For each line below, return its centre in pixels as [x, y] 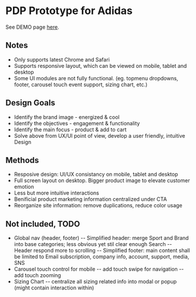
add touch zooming [37, 275]
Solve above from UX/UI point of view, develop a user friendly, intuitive [99, 135]
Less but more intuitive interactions [56, 193]
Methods [22, 160]
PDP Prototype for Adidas [69, 11]
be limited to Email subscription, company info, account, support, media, [102, 257]
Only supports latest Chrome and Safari [62, 59]
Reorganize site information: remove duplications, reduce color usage [98, 206]
